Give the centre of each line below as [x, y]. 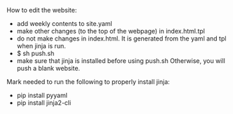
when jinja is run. [41, 46]
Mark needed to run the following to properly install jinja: [88, 82]
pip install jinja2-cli [44, 103]
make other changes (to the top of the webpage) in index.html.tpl [111, 31]
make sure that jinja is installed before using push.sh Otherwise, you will [121, 61]
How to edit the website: [42, 10]
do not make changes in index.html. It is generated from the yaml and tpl [121, 38]
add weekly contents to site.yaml [65, 23]
